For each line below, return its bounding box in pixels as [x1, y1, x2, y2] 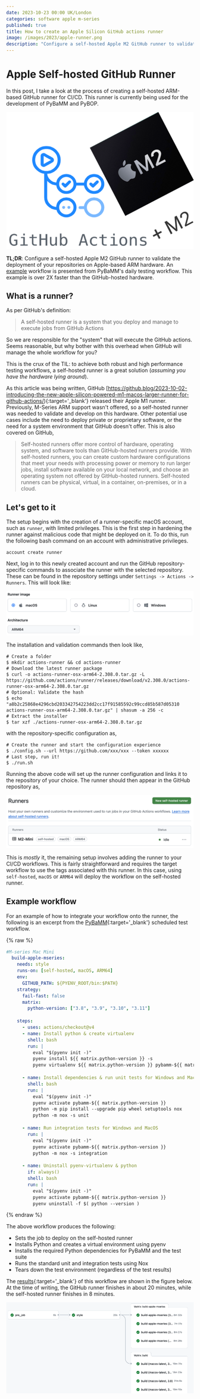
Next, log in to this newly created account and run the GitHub [6, 560, 157, 567]
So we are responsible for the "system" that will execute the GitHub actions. [6, 336, 192, 343]
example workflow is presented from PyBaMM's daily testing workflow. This [6, 267, 192, 275]
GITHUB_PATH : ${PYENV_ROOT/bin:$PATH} [21, 980, 118, 986]
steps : [17, 1018, 33, 1024]
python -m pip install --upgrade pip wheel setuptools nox [32, 1106, 183, 1113]
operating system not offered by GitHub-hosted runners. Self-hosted [20, 472, 190, 480]
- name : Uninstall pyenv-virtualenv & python [21, 1163, 137, 1169]
